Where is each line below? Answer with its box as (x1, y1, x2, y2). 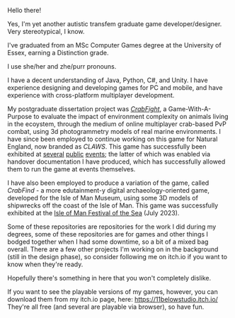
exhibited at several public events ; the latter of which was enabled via (7, 150, 211, 158)
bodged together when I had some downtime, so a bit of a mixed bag (7, 237, 209, 246)
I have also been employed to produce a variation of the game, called (7, 178, 210, 187)
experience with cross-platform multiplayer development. (7, 91, 175, 99)
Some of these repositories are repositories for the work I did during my (7, 222, 217, 231)
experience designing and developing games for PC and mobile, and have (7, 84, 223, 91)
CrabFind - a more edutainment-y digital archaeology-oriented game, (7, 186, 210, 194)
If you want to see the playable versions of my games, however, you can (7, 288, 218, 296)
